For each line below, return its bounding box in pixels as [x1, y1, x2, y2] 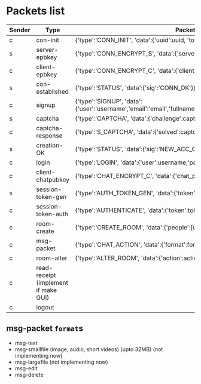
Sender [9, 26, 31, 34]
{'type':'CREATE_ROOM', [75, 223, 145, 231]
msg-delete [14, 371, 44, 378]
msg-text [14, 339, 38, 346]
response [36, 131, 63, 140]
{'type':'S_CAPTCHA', [75, 127, 136, 136]
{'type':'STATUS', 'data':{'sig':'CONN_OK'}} [75, 84, 196, 92]
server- [36, 45, 59, 54]
